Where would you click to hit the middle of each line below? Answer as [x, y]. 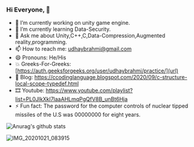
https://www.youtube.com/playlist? [89, 91]
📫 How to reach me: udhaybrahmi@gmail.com [73, 49]
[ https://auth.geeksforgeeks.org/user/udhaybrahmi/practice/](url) [97, 71]
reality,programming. [41, 42]
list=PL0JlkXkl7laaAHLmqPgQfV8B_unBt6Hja [71, 99]
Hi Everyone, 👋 [28, 10]
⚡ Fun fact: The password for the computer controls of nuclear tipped [102, 106]
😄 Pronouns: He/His [40, 57]
